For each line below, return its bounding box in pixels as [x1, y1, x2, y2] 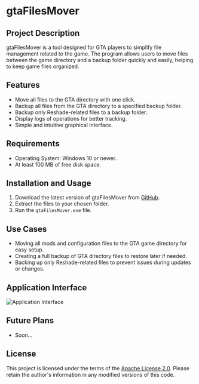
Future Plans [6, 315, 54, 326]
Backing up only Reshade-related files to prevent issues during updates [14, 259, 191, 266]
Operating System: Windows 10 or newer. [14, 154, 117, 162]
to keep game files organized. [6, 63, 79, 70]
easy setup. [14, 246, 44, 253]
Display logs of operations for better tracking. [14, 115, 127, 122]
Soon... [14, 331, 33, 339]
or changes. [14, 265, 45, 272]
